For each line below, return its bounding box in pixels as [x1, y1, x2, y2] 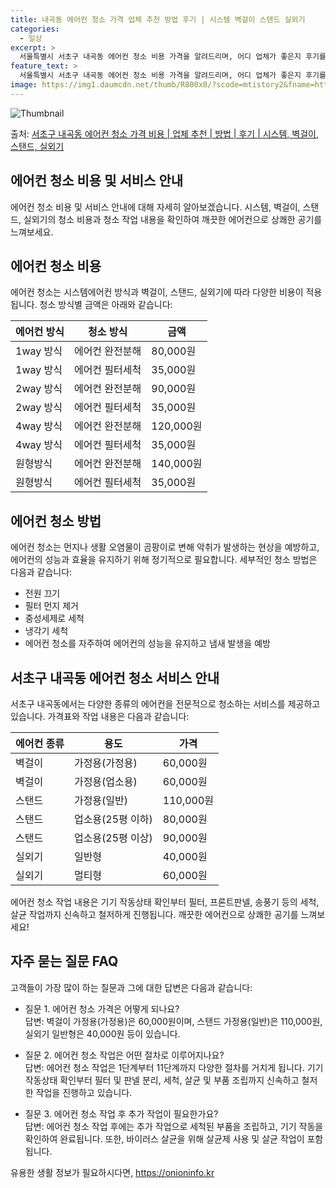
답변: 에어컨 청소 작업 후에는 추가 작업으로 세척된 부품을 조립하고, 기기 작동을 [24, 1120, 324, 1132]
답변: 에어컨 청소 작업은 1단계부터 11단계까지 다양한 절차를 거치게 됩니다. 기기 [24, 1061, 324, 1073]
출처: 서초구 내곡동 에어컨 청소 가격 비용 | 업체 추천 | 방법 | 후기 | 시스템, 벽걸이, [10, 127, 320, 140]
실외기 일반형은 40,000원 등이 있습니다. [24, 1027, 181, 1040]
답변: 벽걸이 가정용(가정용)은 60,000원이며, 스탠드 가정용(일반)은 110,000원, [24, 1015, 323, 1027]
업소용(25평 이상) [73, 831, 153, 845]
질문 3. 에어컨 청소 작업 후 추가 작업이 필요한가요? [24, 1107, 219, 1120]
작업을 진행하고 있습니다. [35, 1086, 133, 1098]
